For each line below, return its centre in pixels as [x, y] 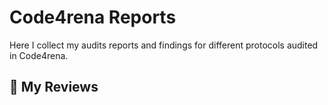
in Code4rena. [39, 55]
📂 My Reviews [54, 87]
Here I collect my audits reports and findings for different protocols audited [164, 45]
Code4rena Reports [93, 17]
